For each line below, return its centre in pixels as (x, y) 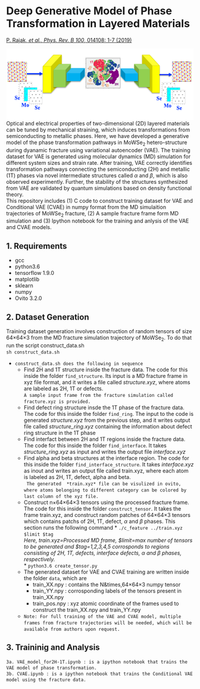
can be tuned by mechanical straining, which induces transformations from (98, 130)
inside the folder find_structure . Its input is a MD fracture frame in (105, 375)
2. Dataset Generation (48, 317)
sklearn (24, 286)
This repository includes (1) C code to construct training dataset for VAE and (100, 201)
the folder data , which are (55, 578)
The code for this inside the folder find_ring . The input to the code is (109, 414)
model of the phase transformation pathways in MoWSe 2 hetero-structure (97, 143)
